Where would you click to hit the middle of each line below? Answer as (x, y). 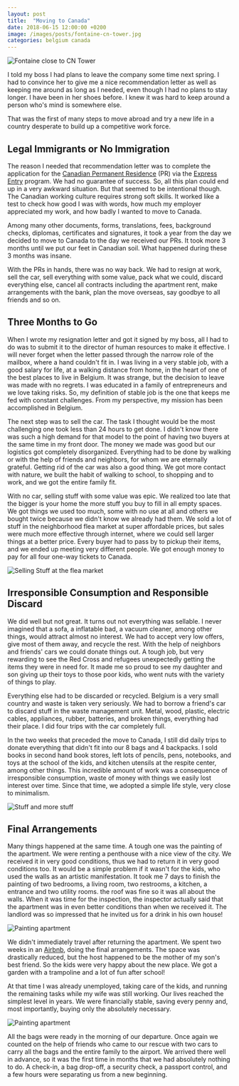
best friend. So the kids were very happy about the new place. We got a (112, 965)
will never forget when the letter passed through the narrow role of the (111, 355)
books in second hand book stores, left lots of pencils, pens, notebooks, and (119, 755)
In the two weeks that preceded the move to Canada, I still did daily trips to (117, 740)
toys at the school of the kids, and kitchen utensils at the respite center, (112, 762)
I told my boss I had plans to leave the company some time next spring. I (113, 75)
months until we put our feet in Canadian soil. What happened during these (117, 248)
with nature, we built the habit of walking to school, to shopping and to (111, 475)
